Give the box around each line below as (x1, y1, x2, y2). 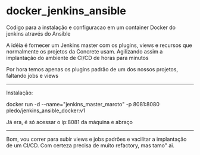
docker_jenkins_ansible (6, 4, 126, 18)
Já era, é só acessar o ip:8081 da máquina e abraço (6, 118, 133, 125)
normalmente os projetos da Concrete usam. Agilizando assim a (6, 48, 163, 55)
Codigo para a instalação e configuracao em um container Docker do (6, 24, 176, 31)
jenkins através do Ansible (6, 30, 71, 37)
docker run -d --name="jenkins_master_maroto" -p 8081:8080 (6, 100, 160, 107)
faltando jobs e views (6, 72, 58, 79)
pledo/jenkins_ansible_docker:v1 (6, 107, 85, 114)
